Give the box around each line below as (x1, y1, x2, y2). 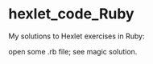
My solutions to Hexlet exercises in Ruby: (8, 31, 145, 41)
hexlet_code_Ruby (8, 5, 134, 23)
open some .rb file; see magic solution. (8, 46, 138, 56)
